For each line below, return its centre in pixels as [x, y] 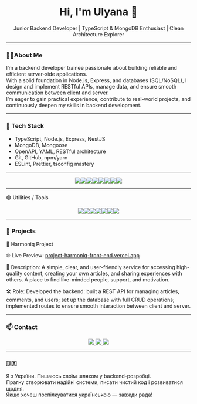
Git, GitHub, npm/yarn [41, 157]
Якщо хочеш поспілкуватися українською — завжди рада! [79, 395]
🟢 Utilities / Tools [27, 197]
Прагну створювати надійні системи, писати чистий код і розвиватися [95, 382]
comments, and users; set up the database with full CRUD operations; [90, 300]
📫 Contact [22, 327]
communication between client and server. [58, 93]
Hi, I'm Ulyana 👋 [98, 12]
